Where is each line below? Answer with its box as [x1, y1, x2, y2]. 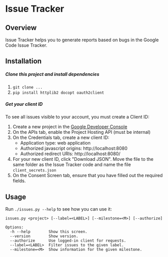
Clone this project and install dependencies [5, 71, 99, 77]
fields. [12, 178, 26, 184]
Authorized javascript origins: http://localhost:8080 [20, 146, 128, 152]
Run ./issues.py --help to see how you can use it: [5, 206, 112, 212]
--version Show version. [10, 234, 79, 239]
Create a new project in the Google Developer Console [12, 124, 127, 130]
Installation [5, 57, 42, 66]
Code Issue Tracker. [5, 42, 47, 48]
